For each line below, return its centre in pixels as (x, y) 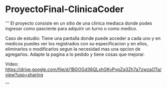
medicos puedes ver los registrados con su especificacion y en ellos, (77, 43)
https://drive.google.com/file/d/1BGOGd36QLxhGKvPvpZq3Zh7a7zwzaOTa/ (83, 69)
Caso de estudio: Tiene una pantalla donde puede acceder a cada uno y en (83, 38)
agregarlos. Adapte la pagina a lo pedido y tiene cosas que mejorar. (75, 54)
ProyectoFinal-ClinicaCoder (65, 9)
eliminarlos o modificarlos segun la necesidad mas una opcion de (73, 49)
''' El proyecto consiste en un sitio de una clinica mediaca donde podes (79, 23)
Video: (12, 64)
